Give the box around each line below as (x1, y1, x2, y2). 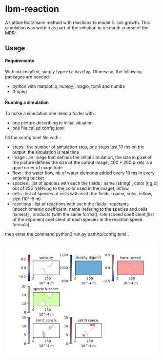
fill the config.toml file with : (5, 134, 61, 140)
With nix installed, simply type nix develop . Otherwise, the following (5, 68, 142, 74)
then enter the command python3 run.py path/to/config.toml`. (5, 231, 129, 237)
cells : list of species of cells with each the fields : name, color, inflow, (12, 190, 152, 196)
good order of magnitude (12, 164, 63, 170)
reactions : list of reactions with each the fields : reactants (12, 201, 129, 207)
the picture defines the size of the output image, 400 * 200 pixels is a (12, 160, 153, 165)
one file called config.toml (12, 125, 65, 131)
